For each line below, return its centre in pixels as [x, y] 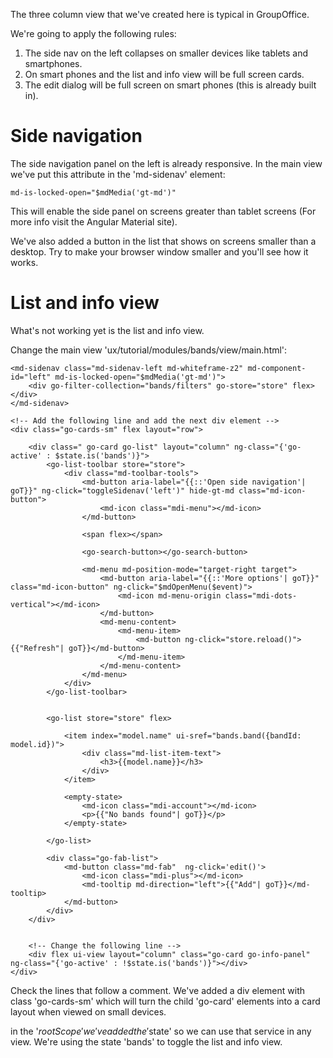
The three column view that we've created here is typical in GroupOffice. [160, 14]
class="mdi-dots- [261, 595]
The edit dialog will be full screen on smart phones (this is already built [170, 85]
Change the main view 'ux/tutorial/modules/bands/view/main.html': [149, 350]
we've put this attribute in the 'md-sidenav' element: [118, 174]
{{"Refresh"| [37, 648]
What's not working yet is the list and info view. [107, 330]
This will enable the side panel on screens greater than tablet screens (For [163, 211]
